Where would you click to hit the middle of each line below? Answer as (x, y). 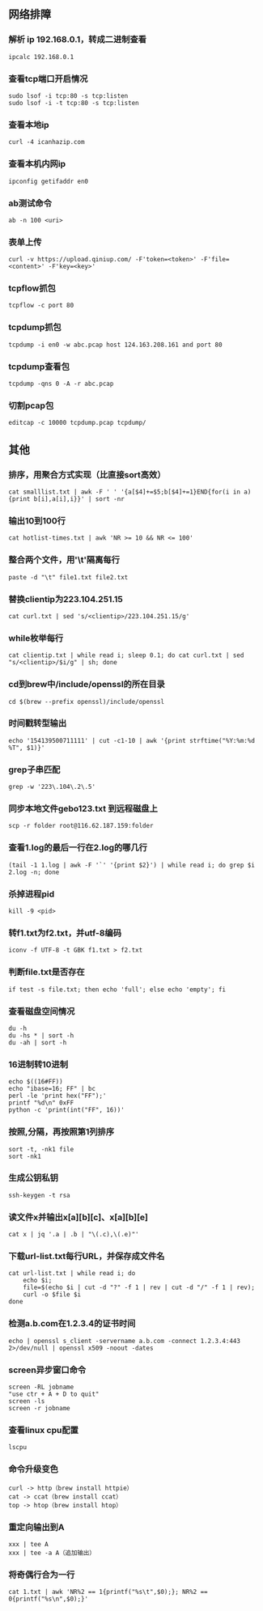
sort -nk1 (25, 1156)
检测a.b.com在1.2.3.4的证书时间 (72, 1324)
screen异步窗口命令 (47, 1370)
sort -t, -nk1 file (41, 1149)
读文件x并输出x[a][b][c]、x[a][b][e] (78, 1217)
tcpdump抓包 (35, 328)
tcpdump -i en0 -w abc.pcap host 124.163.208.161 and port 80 (115, 345)
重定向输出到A (36, 1527)
